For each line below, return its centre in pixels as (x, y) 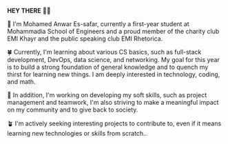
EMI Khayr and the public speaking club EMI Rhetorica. (85, 39)
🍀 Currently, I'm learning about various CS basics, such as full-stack (104, 52)
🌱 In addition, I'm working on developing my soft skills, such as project (107, 95)
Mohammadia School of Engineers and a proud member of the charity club (113, 31)
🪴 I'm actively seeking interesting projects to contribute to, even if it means (114, 123)
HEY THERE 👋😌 (29, 11)
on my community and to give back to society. (73, 110)
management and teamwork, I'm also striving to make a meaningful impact (113, 102)
